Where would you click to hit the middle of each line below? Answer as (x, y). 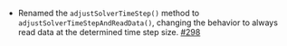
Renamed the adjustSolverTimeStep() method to (109, 13)
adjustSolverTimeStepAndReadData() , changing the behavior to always (148, 23)
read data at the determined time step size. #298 (109, 32)
